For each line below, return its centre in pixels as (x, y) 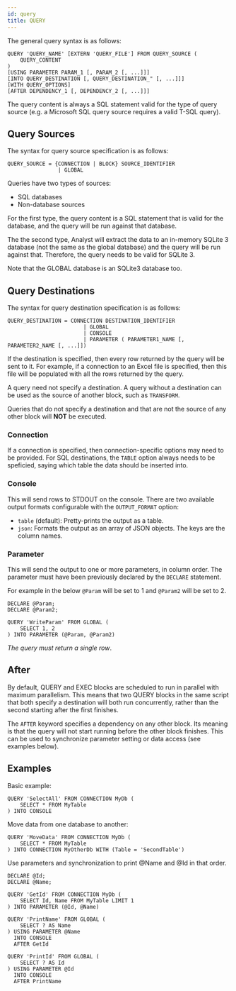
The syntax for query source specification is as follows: (88, 151)
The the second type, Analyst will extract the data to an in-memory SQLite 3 (118, 240)
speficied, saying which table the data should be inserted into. (98, 465)
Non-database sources (51, 205)
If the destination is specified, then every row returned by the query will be (116, 359)
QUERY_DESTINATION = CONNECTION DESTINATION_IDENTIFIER (91, 321)
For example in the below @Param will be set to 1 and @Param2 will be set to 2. (117, 591)
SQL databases (40, 197)
